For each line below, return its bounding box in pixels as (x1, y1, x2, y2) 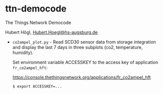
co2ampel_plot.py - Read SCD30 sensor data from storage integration (12, 38, 156, 45)
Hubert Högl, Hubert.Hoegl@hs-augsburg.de (5, 29, 98, 35)
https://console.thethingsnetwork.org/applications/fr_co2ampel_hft (12, 74, 151, 80)
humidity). (12, 49, 33, 55)
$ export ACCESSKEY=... (12, 83, 62, 89)
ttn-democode (5, 3, 66, 14)
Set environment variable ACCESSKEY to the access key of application (12, 59, 158, 65)
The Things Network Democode (5, 19, 71, 25)
